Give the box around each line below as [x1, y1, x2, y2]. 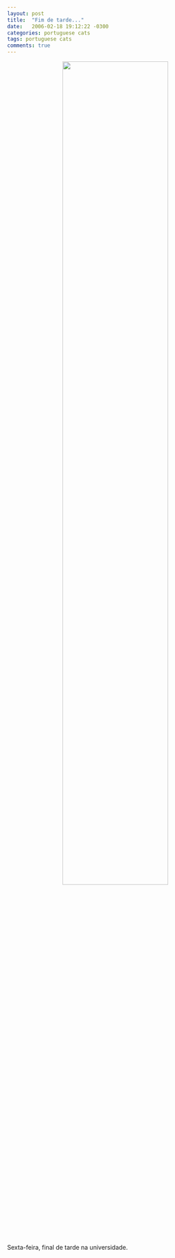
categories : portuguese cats [7, 29, 91, 37]
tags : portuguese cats [7, 36, 72, 43]
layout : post [7, 10, 45, 17]
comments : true [7, 42, 51, 49]
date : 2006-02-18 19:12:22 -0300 [7, 23, 109, 30]
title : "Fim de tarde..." [7, 17, 84, 23]
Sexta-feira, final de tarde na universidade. [7, 1244, 128, 1251]
